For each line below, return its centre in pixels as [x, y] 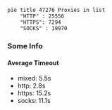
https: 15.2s [34, 93]
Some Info [25, 46]
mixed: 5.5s [34, 78]
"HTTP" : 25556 [42, 16]
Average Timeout [33, 62]
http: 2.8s [31, 86]
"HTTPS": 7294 [41, 22]
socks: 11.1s [34, 101]
